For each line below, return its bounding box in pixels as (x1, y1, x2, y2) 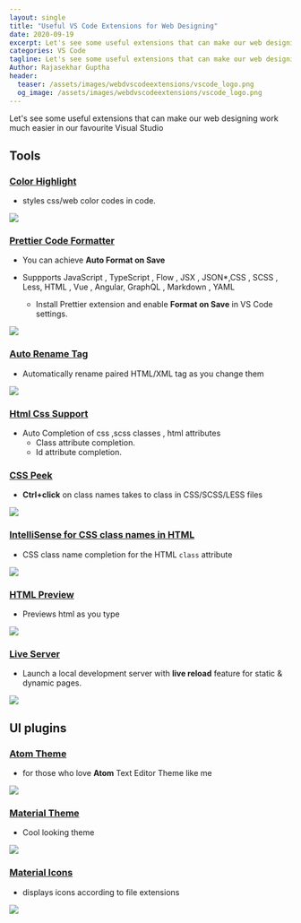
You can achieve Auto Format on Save (21, 254, 166, 265)
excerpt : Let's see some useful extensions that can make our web (9, 38, 262, 47)
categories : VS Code (9, 47, 87, 56)
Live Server (9, 647, 61, 660)
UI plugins (9, 720, 67, 736)
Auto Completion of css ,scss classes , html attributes (21, 427, 221, 439)
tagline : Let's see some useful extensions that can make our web (9, 55, 262, 64)
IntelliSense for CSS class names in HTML (9, 529, 195, 541)
